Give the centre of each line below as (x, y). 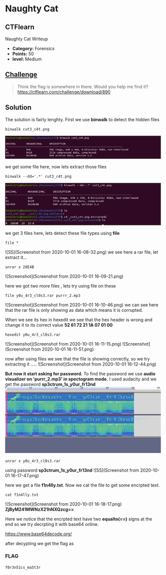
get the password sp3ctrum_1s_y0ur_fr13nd (50, 384)
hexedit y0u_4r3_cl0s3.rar (33, 335)
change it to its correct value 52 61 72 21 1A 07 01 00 (59, 325)
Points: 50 (23, 54)
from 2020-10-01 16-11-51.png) (62, 349)
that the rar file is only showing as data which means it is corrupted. (74, 310)
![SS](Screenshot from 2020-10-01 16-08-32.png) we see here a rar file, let (82, 252)
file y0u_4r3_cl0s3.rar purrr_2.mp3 (43, 295)
